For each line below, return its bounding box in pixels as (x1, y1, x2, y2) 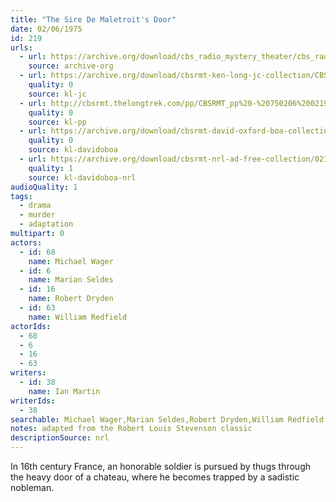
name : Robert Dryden (28, 294, 114, 304)
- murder (19, 210, 56, 220)
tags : (10, 191, 33, 201)
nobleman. (10, 482, 55, 493)
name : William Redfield (28, 312, 128, 322)
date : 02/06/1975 (10, 24, 83, 34)
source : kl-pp (28, 117, 87, 127)
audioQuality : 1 (10, 182, 78, 192)
